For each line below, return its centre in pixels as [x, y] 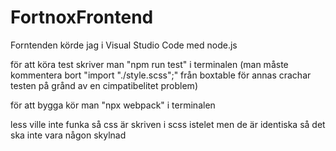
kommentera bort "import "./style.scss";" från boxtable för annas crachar [161, 75]
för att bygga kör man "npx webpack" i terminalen [113, 105]
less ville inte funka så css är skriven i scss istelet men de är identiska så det [168, 124]
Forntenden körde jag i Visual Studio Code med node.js [124, 45]
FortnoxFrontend [82, 17]
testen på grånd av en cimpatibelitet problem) [104, 85]
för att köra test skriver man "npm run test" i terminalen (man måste [149, 64]
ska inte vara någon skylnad [68, 135]
